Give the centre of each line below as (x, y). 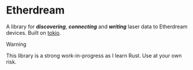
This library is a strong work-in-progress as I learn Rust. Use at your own (94, 55)
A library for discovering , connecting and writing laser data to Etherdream (97, 26)
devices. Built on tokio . (34, 32)
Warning (16, 44)
